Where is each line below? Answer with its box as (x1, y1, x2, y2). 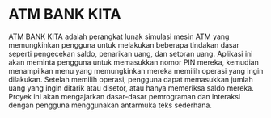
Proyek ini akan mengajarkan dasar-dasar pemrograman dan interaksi (8, 91, 241, 101)
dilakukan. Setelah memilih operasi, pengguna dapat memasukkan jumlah (8, 74, 253, 84)
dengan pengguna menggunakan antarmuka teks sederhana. (8, 100, 213, 110)
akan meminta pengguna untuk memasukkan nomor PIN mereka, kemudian (8, 57, 259, 67)
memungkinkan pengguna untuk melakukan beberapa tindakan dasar (8, 40, 240, 49)
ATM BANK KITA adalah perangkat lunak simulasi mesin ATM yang (8, 32, 230, 41)
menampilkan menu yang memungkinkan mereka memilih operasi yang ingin (8, 65, 264, 75)
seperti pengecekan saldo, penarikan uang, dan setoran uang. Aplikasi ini (8, 48, 253, 58)
